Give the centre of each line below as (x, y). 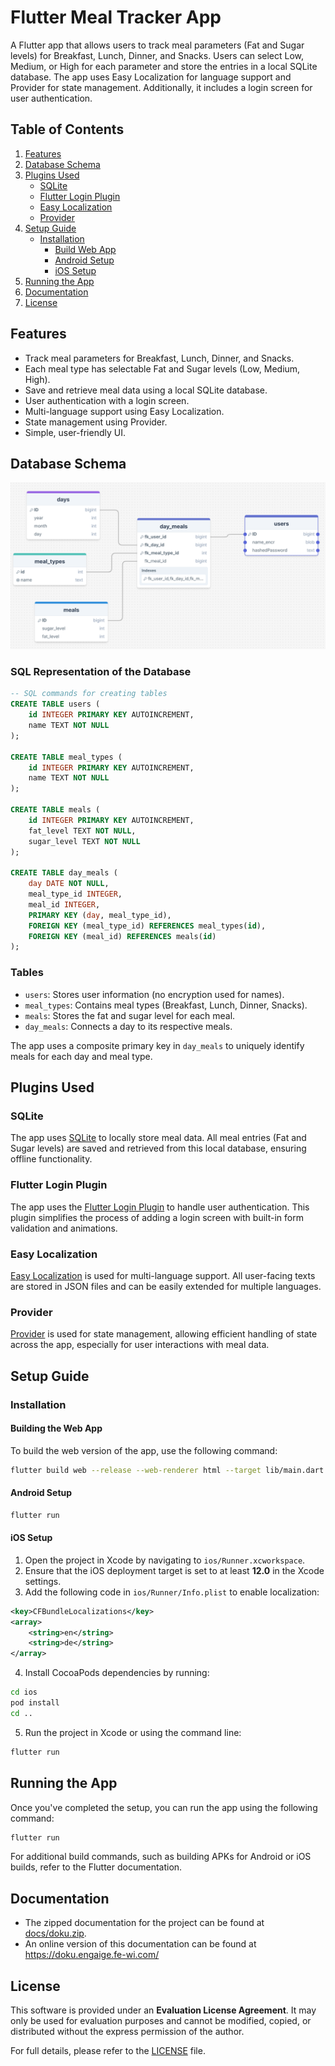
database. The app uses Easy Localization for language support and (151, 77)
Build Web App (85, 249)
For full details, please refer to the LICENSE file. (108, 2051)
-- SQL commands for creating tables (89, 694)
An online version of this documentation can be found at (140, 1944)
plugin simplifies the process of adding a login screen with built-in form (157, 1217)
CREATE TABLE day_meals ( (64, 873)
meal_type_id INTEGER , (75, 894)
